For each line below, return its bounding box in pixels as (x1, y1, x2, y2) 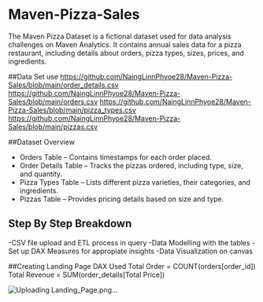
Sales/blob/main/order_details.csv (8, 80, 120, 90)
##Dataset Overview (8, 137, 75, 146)
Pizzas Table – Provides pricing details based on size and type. (19, 194, 224, 204)
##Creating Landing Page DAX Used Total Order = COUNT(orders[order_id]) (8, 261, 256, 271)
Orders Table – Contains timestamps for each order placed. (19, 152, 213, 162)
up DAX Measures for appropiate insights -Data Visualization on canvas (20, 246, 254, 256)
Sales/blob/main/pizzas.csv (8, 122, 98, 131)
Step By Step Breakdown (8, 217, 132, 230)
